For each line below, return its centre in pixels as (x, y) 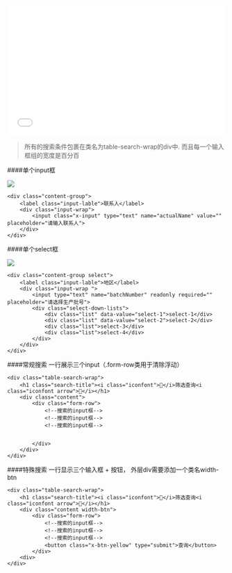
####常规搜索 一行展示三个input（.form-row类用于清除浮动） (95, 365)
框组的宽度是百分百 (52, 155)
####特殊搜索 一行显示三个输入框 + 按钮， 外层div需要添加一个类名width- (113, 470)
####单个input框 (31, 170)
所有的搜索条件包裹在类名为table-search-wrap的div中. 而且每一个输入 (124, 147)
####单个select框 (33, 249)
